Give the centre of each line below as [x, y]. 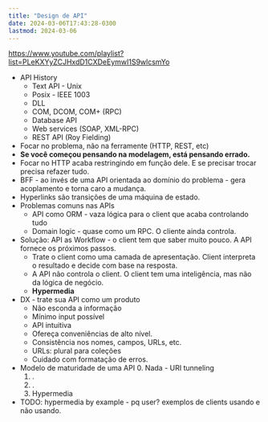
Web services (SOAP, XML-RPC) [85, 129]
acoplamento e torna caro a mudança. [83, 189]
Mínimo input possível [68, 317]
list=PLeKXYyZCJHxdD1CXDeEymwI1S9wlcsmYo [89, 62]
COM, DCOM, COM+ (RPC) [77, 112]
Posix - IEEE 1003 [61, 95]
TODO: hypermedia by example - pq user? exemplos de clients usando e [140, 402]
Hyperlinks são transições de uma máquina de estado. [110, 197]
